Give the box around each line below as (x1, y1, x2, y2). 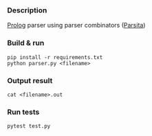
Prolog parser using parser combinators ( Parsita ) (7, 21, 146, 30)
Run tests (7, 107, 40, 117)
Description (7, 5, 47, 15)
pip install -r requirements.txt (7, 54, 103, 60)
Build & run (7, 38, 45, 48)
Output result (7, 76, 53, 85)
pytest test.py (7, 123, 51, 130)
